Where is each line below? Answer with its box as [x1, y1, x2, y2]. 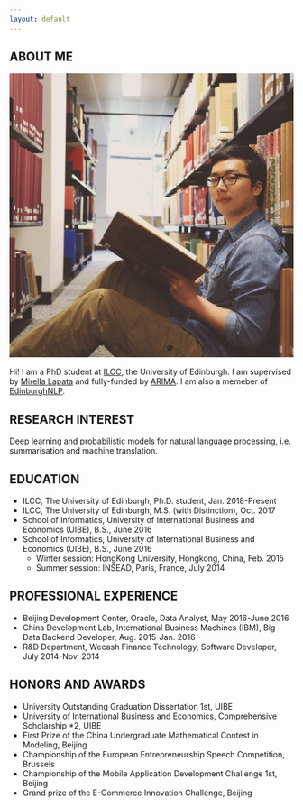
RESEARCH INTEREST [9, 411, 135, 427]
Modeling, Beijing [22, 739, 87, 750]
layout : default [9, 14, 70, 23]
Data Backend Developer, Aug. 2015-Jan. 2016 [22, 631, 196, 642]
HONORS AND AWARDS [9, 677, 146, 692]
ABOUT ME [9, 50, 74, 65]
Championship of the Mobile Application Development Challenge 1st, [22, 767, 278, 779]
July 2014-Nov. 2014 [22, 650, 100, 662]
